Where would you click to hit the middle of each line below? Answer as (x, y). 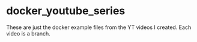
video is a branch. (29, 33)
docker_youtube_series (66, 11)
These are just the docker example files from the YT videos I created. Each (99, 27)
